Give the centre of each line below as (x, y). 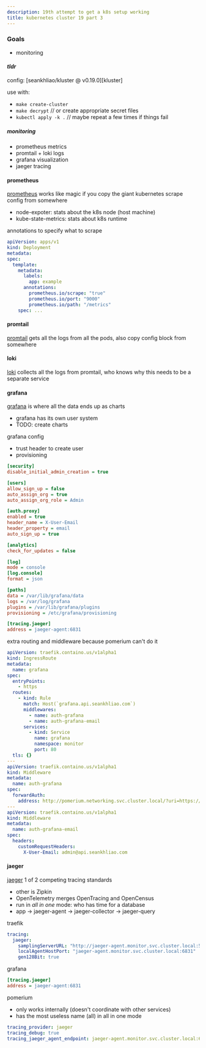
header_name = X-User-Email (43, 523)
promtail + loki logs (40, 153)
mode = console (26, 568)
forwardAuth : (29, 795)
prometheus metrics (41, 146)
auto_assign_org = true (37, 495)
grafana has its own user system (57, 418)
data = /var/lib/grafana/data (46, 596)
